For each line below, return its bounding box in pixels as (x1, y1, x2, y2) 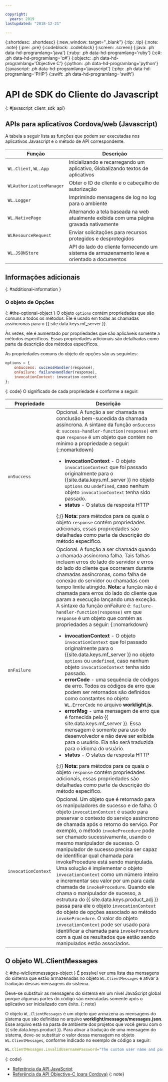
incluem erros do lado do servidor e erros (56, 558, 153, 565)
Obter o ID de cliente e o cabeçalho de (69, 179, 159, 186)
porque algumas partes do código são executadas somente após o (5, 996, 143, 1002)
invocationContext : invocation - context (14, 374, 97, 379)
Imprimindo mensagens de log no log (69, 194, 156, 201)
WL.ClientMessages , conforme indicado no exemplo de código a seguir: (5, 1037, 151, 1043)
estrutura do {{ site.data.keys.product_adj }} (56, 896, 158, 903)
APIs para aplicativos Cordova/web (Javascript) (5, 120, 157, 128)
